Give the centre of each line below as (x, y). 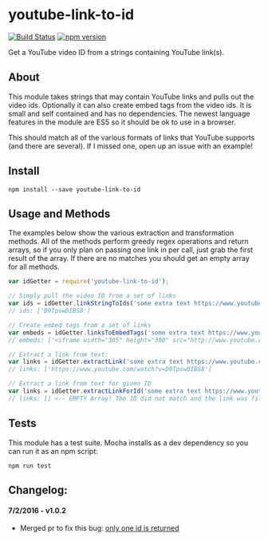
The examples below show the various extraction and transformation (121, 233)
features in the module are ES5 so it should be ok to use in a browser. (122, 122)
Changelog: (38, 490)
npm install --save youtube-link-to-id (75, 189)
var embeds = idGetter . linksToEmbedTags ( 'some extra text (106, 333)
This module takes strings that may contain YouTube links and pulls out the (131, 97)
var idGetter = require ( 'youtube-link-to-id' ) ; (89, 282)
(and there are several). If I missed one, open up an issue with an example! (131, 146)
